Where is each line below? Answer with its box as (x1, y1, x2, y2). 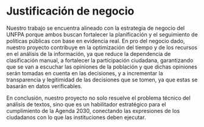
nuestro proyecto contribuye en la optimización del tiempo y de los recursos (6, 44, 198, 51)
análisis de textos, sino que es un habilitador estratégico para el (6, 100, 166, 108)
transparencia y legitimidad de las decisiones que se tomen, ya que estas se (6, 76, 198, 83)
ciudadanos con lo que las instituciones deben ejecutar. (6, 114, 146, 121)
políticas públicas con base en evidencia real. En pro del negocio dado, (6, 37, 185, 44)
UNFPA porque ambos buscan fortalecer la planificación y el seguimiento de (6, 30, 198, 38)
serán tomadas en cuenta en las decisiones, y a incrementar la (6, 69, 163, 77)
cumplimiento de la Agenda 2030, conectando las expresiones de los (6, 107, 180, 114)
